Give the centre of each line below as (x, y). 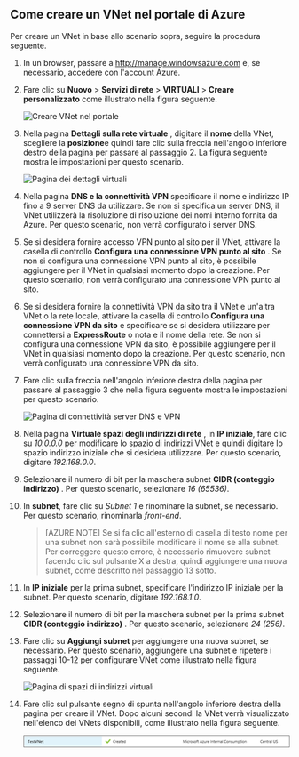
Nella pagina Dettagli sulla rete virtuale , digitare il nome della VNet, (148, 133)
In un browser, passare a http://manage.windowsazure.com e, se (142, 62)
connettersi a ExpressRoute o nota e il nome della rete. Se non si (142, 334)
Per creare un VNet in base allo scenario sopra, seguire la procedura (135, 36)
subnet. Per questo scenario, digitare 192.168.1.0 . (112, 597)
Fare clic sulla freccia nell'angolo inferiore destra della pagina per (142, 380)
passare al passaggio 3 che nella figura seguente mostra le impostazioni (155, 390)
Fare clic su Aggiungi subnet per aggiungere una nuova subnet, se (146, 640)
